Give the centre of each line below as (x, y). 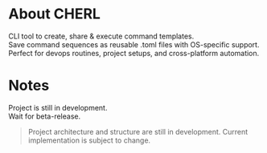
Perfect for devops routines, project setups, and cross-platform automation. (134, 53)
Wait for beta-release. (45, 116)
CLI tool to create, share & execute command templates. (101, 36)
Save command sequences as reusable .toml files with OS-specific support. (134, 44)
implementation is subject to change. (89, 140)
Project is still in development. (58, 107)
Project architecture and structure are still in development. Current (138, 131)
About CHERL (54, 14)
